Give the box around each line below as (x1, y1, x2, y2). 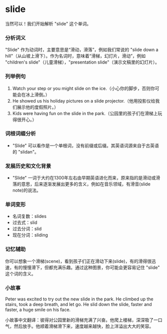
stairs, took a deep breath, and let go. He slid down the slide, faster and (5, 301, 152, 307)
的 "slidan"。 (12, 148, 39, 154)
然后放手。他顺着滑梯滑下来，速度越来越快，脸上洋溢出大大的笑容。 (13, 323, 154, 329)
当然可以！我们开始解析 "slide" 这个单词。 (5, 20, 91, 26)
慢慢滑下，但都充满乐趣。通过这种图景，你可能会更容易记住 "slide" (22, 264, 160, 270)
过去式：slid (12, 219, 37, 225)
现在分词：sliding (12, 232, 48, 238)
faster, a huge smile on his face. (5, 306, 71, 313)
